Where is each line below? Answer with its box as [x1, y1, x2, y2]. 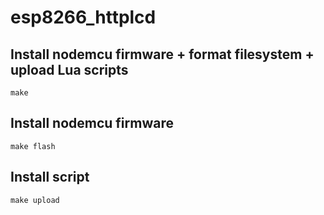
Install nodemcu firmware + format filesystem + [10, 46, 315, 63]
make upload [10, 195, 60, 205]
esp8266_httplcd [10, 6, 157, 29]
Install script [10, 169, 90, 186]
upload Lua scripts [10, 61, 129, 78]
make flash [10, 141, 56, 151]
